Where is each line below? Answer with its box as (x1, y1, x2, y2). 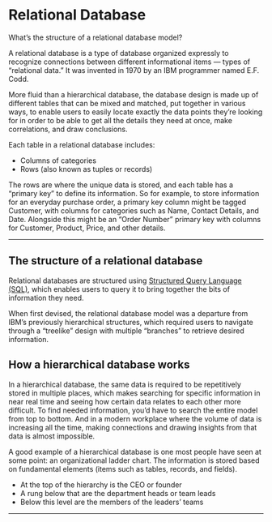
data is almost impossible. (8, 431, 96, 441)
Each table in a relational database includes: (8, 139, 155, 149)
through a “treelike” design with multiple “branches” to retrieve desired (8, 326, 244, 336)
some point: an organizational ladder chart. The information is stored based (8, 456, 261, 465)
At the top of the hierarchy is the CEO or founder (19, 480, 182, 490)
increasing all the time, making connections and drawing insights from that (8, 422, 257, 432)
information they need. (8, 293, 84, 302)
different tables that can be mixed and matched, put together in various (8, 98, 246, 108)
